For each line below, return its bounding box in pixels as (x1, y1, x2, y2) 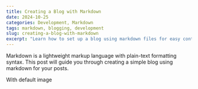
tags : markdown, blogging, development (6, 25, 104, 31)
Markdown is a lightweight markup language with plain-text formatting (6, 52, 177, 59)
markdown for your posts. (6, 65, 69, 71)
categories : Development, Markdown (6, 19, 94, 25)
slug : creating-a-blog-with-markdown (6, 31, 99, 37)
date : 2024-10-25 (6, 14, 49, 20)
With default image (6, 76, 52, 83)
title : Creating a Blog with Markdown (6, 8, 101, 15)
